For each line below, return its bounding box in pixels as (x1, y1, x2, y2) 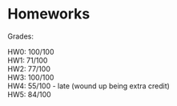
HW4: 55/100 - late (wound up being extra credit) (7, 81, 170, 91)
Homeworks (7, 5, 91, 23)
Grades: (7, 31, 34, 41)
